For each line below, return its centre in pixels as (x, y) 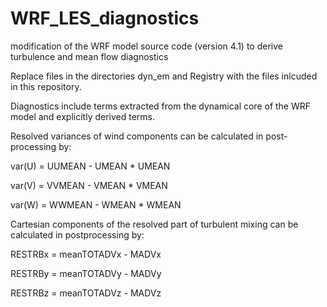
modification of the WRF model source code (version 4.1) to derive (146, 46)
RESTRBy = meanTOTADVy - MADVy (86, 273)
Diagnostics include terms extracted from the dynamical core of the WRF (161, 106)
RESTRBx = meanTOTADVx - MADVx (86, 254)
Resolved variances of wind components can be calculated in (137, 136)
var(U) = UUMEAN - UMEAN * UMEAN (90, 166)
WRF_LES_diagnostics (105, 18)
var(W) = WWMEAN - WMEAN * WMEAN (96, 204)
